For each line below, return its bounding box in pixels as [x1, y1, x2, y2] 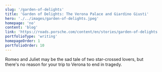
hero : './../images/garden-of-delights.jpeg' [5, 16, 99, 21]
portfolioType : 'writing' [5, 34, 57, 39]
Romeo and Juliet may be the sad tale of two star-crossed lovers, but [5, 56, 144, 62]
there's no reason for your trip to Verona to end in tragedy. [5, 61, 123, 67]
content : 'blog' [5, 25, 38, 30]
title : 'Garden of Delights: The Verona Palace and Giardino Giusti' [5, 12, 149, 16]
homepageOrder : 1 [5, 39, 40, 43]
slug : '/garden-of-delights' [5, 7, 64, 12]
